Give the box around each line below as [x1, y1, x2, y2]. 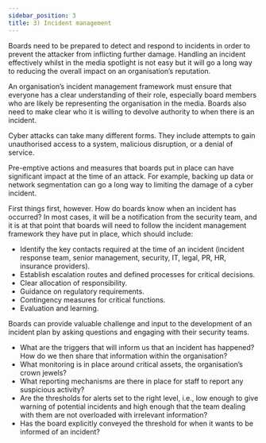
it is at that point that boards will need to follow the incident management [8, 220, 247, 230]
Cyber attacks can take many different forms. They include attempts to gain [8, 130, 256, 140]
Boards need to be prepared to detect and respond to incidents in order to [8, 40, 251, 50]
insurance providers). [19, 261, 91, 271]
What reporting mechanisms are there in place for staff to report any [19, 376, 244, 386]
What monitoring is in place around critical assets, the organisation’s [19, 359, 244, 369]
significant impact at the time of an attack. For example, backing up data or [8, 171, 254, 181]
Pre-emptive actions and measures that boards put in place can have [8, 163, 234, 172]
